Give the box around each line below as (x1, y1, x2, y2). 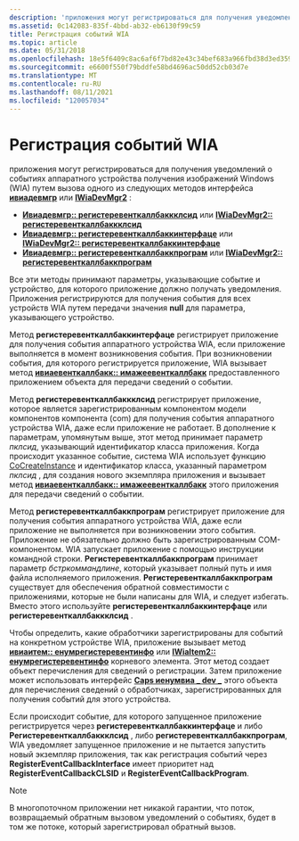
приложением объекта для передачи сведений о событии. (9, 376, 233, 388)
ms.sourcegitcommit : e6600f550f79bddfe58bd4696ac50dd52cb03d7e (9, 63, 249, 72)
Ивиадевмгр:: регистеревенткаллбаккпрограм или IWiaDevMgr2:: (21, 247, 283, 259)
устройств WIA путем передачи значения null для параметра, (9, 302, 246, 313)
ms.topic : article (9, 37, 77, 47)
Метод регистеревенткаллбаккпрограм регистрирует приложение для (9, 506, 286, 517)
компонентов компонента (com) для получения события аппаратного (9, 413, 275, 424)
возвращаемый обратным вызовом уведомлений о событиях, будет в (9, 812, 277, 823)
